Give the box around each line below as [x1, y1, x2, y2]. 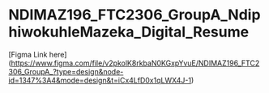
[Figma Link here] [8, 49, 67, 59]
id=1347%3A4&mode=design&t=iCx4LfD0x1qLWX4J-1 [8, 75, 192, 85]
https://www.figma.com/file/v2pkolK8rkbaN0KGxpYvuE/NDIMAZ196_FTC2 [11, 58, 260, 68]
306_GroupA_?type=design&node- [8, 66, 124, 76]
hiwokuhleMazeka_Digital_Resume [8, 23, 250, 41]
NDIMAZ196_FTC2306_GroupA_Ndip [8, 6, 261, 24]
